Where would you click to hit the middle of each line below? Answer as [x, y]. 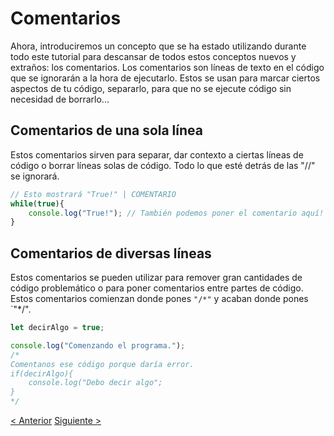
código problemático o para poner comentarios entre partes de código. [157, 288]
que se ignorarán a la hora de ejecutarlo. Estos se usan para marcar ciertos [165, 78]
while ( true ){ [37, 203]
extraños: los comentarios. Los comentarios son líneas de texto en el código [167, 67]
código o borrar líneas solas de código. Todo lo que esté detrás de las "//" [163, 165]
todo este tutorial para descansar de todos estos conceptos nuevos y [153, 56]
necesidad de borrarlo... [60, 99]
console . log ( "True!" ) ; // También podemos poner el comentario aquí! [176, 213]
